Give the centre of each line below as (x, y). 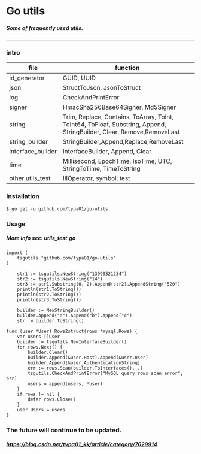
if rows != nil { (39, 394)
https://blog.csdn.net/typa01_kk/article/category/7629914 (82, 444)
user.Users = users (41, 410)
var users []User (39, 337)
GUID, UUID (79, 78)
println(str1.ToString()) (49, 289)
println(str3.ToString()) (49, 300)
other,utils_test (30, 178)
